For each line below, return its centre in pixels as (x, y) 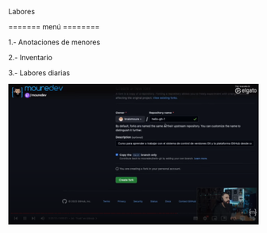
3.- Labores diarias (39, 73)
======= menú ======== (54, 27)
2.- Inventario (31, 57)
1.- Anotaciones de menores (54, 42)
